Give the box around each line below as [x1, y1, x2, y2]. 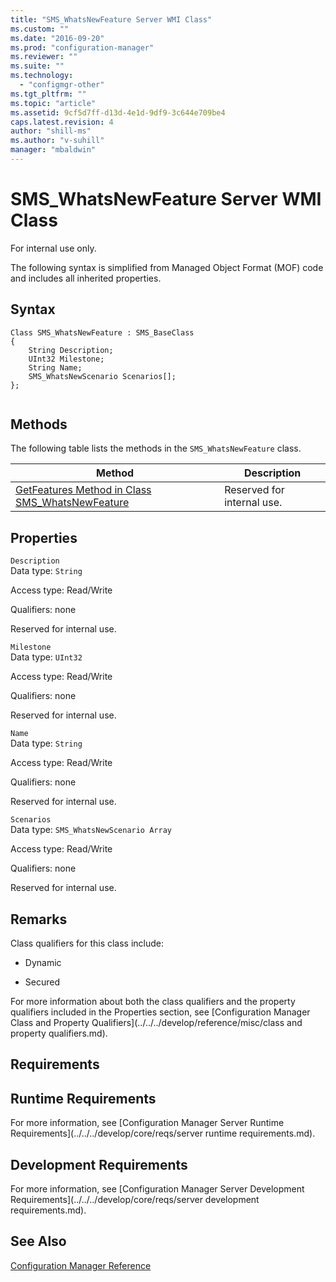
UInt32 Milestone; [28, 354, 105, 364]
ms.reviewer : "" [10, 52, 78, 62]
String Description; [28, 345, 114, 355]
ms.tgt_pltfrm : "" [10, 89, 87, 99]
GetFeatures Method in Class [15, 483, 152, 497]
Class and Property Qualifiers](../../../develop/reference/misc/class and [10, 1017, 303, 1029]
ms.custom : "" [10, 24, 70, 34]
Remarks [10, 911, 68, 928]
